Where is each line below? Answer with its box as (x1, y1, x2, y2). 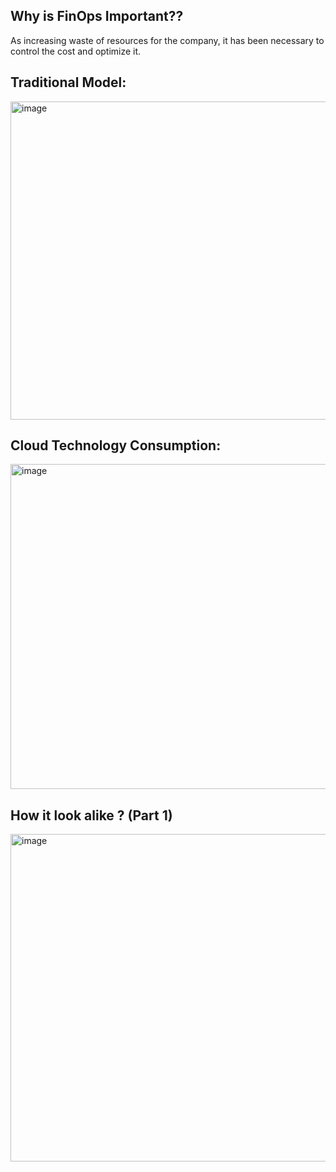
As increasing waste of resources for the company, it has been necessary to (10, 34, 325, 46)
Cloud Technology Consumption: (10, 437, 222, 454)
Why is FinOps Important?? (10, 8, 184, 25)
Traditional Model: (10, 74, 127, 91)
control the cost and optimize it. (10, 45, 142, 57)
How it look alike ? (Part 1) (10, 807, 173, 824)
